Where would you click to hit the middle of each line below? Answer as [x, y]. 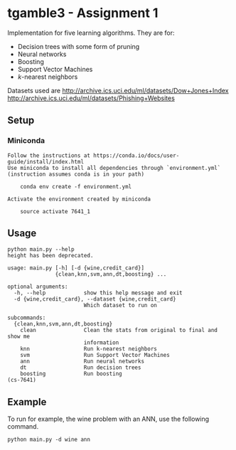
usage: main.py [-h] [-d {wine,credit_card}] [76, 268]
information [101, 343]
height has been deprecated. [50, 256]
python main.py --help [41, 250]
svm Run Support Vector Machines [95, 355]
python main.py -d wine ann [49, 440]
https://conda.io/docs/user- [136, 155]
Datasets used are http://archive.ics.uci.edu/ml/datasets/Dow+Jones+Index [118, 90]
